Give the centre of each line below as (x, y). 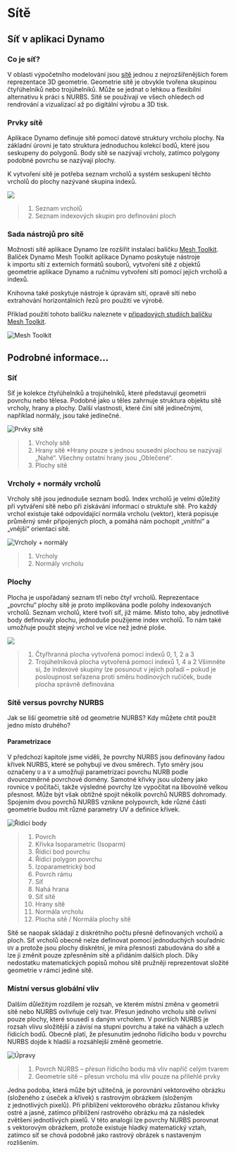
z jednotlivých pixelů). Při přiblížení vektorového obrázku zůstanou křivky (113, 1105)
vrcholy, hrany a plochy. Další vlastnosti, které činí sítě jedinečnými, (105, 408)
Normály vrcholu (59, 564)
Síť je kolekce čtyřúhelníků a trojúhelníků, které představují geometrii (107, 393)
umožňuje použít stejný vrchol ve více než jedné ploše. (87, 627)
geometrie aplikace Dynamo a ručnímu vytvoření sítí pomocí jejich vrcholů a (117, 272)
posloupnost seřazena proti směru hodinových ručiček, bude (123, 676)
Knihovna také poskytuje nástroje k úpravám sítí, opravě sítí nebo (102, 293)
